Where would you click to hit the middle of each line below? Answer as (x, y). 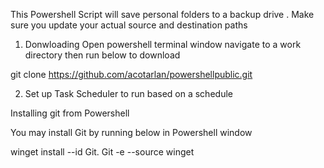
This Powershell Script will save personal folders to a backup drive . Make (162, 14)
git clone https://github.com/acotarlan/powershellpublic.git (131, 74)
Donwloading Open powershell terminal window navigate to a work (163, 44)
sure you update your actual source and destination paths (129, 25)
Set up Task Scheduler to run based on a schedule (128, 93)
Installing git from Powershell (70, 113)
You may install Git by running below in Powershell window (131, 132)
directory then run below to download (102, 55)
